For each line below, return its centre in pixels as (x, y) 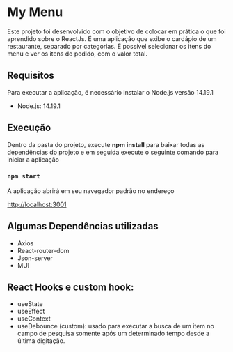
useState (30, 304)
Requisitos (31, 76)
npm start (24, 176)
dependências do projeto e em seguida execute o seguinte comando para (113, 152)
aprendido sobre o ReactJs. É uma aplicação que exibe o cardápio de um (112, 38)
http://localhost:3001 (37, 204)
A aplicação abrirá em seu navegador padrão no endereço (91, 191)
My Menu (35, 12)
